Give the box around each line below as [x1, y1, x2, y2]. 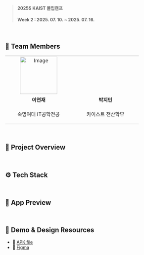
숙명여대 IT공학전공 [17, 110, 60, 117]
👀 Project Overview [5, 143, 66, 152]
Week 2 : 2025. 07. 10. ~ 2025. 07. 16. [17, 17, 95, 23]
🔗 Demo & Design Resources [5, 226, 95, 234]
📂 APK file [12, 239, 33, 245]
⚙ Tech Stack [5, 170, 48, 179]
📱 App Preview [5, 198, 51, 207]
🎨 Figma [12, 244, 30, 250]
